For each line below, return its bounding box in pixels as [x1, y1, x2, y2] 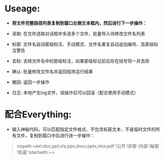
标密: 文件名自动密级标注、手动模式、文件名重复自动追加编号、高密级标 [11, 41, 159, 47]
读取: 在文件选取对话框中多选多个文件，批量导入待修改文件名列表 [11, 30, 145, 36]
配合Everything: [4, 109, 72, 120]
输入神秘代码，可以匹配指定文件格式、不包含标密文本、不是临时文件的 [11, 126, 156, 132]
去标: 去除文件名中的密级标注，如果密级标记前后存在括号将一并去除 [11, 58, 150, 64]
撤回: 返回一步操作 [11, 79, 50, 85]
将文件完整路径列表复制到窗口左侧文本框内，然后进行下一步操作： [11, 20, 147, 26]
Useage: [4, 3, 40, 14]
